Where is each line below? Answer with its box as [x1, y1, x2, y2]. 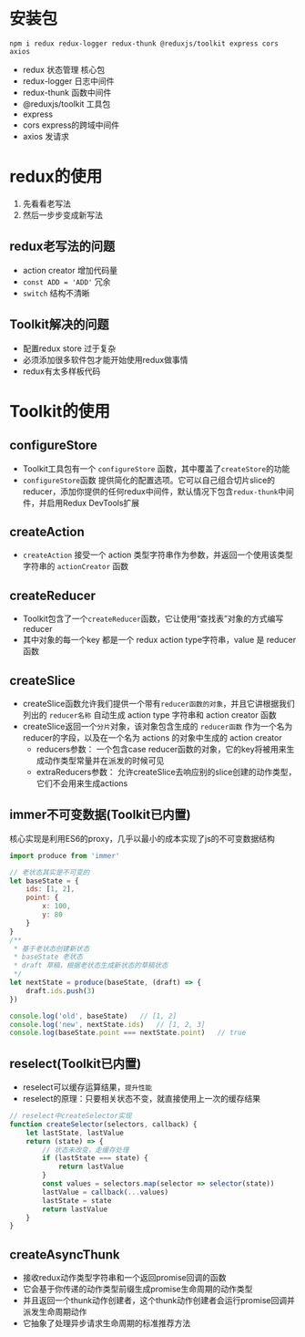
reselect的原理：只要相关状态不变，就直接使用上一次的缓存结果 [22, 1093, 261, 1104]
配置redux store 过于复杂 [22, 343, 117, 354]
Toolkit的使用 [9, 400, 111, 421]
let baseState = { [9, 876, 79, 886]
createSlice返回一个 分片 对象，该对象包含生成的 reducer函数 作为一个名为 [22, 720, 293, 731]
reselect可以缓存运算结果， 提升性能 [22, 1082, 153, 1093]
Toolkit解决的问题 [9, 316, 109, 333]
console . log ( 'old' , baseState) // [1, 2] [9, 1011, 178, 1021]
